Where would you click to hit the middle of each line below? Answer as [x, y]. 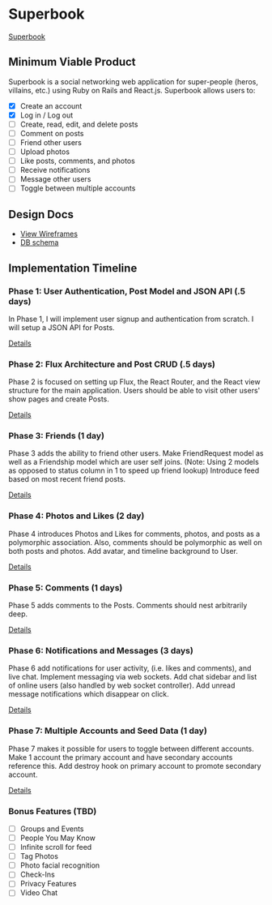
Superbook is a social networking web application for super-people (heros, [134, 81]
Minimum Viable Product [72, 62]
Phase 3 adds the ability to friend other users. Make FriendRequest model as [136, 453]
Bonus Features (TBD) [53, 811]
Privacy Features [48, 884]
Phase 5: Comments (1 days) [66, 587]
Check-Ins [37, 875]
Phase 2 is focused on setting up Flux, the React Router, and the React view [134, 382]
